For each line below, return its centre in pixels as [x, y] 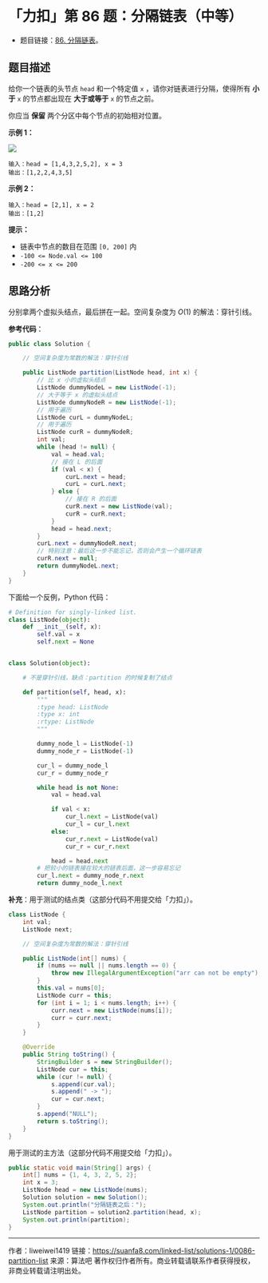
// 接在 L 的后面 [77, 462]
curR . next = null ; [67, 559]
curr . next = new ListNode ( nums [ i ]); [112, 1010]
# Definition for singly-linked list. [73, 612]
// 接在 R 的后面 [91, 499]
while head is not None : [78, 787]
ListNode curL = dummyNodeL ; [85, 417]
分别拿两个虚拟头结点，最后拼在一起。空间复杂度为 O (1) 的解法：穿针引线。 [132, 312]
